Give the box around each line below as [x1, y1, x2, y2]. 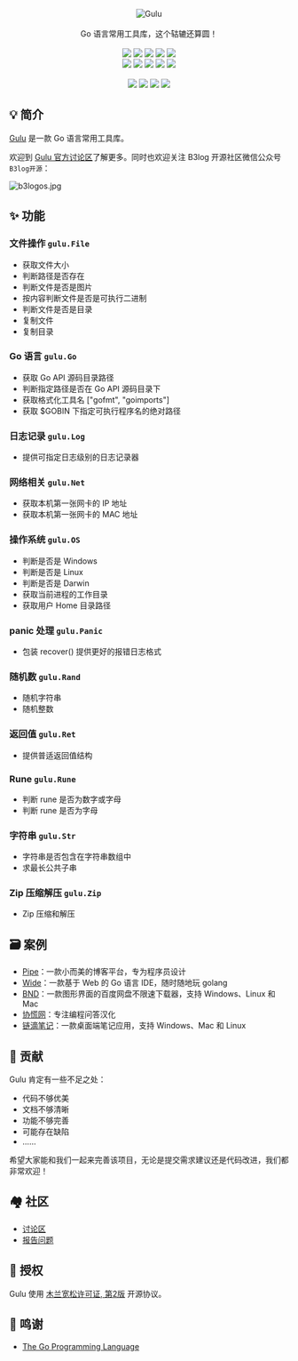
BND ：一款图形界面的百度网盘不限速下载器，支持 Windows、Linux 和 [21, 989, 276, 999]
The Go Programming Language [21, 1341, 140, 1351]
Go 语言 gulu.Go [9, 350, 77, 363]
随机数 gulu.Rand [9, 670, 82, 683]
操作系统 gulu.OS [9, 533, 81, 546]
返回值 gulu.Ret [9, 728, 76, 741]
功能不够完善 [21, 1116, 69, 1126]
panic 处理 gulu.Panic [9, 624, 104, 636]
